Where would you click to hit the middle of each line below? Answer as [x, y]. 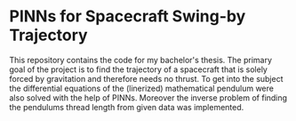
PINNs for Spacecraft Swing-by [128, 16]
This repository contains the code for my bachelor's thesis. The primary [141, 60]
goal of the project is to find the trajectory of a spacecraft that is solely [139, 69]
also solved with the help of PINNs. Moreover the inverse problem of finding [148, 97]
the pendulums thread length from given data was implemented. [127, 107]
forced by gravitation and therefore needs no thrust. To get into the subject [146, 78]
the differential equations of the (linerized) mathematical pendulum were [141, 88]
